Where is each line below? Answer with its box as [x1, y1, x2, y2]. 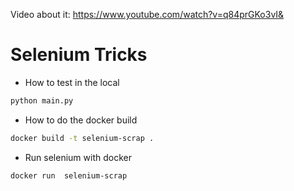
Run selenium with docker [24, 151, 132, 163]
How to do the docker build [24, 114, 138, 126]
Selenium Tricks [10, 44, 148, 66]
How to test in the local [24, 76, 120, 88]
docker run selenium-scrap [10, 170, 128, 181]
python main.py [10, 95, 74, 106]
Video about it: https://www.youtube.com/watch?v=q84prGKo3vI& [10, 9, 285, 20]
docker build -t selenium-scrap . [10, 133, 155, 143]
